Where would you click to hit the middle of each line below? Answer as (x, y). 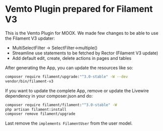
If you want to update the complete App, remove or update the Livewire (77, 91)
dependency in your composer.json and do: (49, 96)
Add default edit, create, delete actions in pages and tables (72, 58)
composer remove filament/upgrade (40, 114)
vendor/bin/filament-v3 (29, 81)
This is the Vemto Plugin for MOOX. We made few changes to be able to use (82, 33)
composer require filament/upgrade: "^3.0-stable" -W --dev (67, 77)
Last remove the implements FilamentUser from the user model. (69, 123)
